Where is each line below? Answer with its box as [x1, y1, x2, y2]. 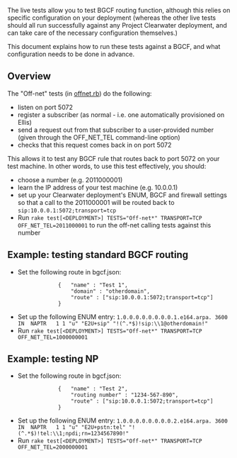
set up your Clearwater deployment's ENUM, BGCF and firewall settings [17, 191, 228, 199]
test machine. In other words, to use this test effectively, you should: [7, 162, 207, 170]
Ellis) [17, 118, 32, 126]
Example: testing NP [7, 353, 99, 365]
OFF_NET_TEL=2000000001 [17, 444, 88, 451]
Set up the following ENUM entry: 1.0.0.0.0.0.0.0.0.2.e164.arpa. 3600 [17, 416, 228, 425]
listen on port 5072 [17, 103, 73, 111]
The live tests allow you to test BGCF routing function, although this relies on [7, 6, 231, 14]
